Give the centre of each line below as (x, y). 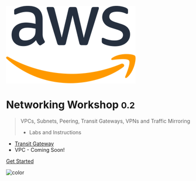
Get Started (20, 161)
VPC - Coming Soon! (40, 149)
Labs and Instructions (55, 132)
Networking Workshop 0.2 (71, 105)
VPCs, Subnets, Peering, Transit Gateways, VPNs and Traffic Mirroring (105, 121)
